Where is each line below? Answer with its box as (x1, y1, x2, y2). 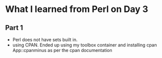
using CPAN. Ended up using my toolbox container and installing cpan (12, 42, 157, 48)
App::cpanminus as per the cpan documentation (12, 47, 112, 53)
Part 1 (5, 23, 24, 32)
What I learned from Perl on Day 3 (5, 3, 148, 15)
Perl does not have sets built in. (12, 36, 78, 42)
